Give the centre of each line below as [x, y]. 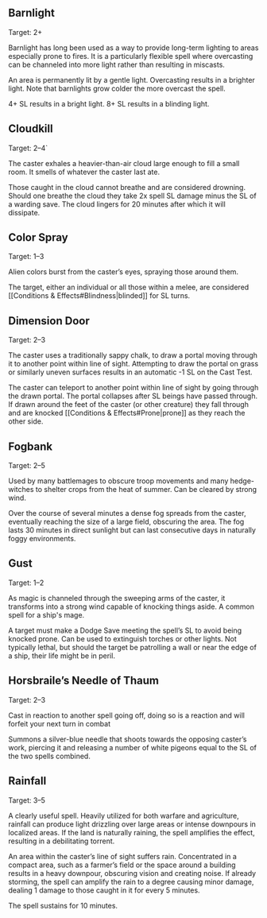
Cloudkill [31, 129]
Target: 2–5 [27, 466]
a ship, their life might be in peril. [62, 656]
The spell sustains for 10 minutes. [63, 905]
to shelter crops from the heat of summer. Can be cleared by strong [146, 490]
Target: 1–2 [26, 583]
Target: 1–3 [26, 257]
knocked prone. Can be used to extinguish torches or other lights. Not [122, 638]
